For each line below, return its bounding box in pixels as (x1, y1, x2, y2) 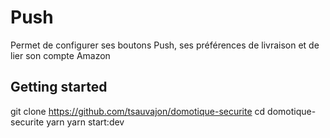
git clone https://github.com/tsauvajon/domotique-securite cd (10, 105, 266, 117)
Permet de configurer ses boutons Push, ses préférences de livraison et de (10, 39, 320, 51)
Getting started (10, 79, 108, 96)
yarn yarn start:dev (46, 116, 125, 128)
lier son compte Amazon (10, 49, 111, 61)
